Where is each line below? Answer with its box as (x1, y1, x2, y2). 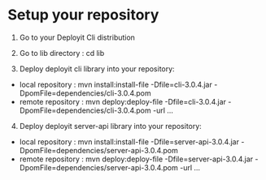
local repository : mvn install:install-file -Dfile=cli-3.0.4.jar (19, 79, 212, 89)
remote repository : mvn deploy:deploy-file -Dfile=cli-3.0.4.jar (19, 96, 227, 106)
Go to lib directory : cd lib (19, 48, 105, 58)
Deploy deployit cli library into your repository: (19, 63, 176, 74)
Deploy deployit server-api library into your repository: (19, 121, 203, 131)
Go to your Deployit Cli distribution (19, 32, 136, 42)
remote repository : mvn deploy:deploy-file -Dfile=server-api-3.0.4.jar (19, 154, 254, 164)
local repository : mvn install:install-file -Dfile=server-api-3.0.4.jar (19, 136, 239, 147)
